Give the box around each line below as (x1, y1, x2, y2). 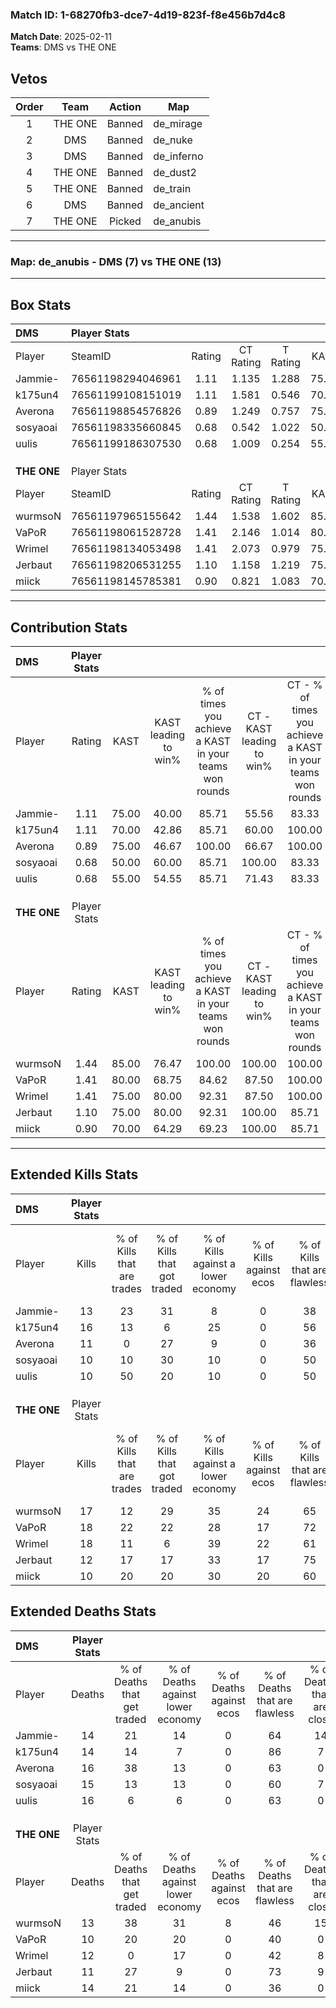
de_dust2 (153, 166, 197, 180)
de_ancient (153, 198, 205, 212)
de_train (153, 182, 192, 196)
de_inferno (153, 149, 204, 163)
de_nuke (153, 133, 193, 147)
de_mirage (153, 117, 203, 131)
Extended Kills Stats (10, 1166, 139, 1183)
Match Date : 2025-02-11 (10, 31, 112, 43)
